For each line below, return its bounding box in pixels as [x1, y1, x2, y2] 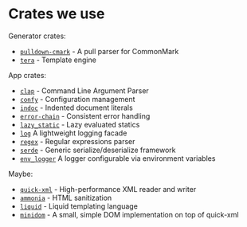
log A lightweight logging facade [19, 128, 127, 138]
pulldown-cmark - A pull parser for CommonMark [19, 46, 179, 56]
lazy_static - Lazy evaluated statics [19, 119, 140, 129]
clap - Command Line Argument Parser [19, 85, 149, 96]
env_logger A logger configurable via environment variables [19, 153, 216, 163]
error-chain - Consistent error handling [19, 111, 151, 120]
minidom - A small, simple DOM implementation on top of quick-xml [19, 209, 239, 219]
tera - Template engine [19, 55, 97, 65]
